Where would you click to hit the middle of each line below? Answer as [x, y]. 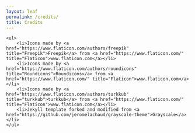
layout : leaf [22, 11]
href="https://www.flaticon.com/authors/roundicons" [72, 69]
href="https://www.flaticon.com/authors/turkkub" [68, 94]
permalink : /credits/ [32, 17]
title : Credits [25, 22]
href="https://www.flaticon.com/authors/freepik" [68, 48]
